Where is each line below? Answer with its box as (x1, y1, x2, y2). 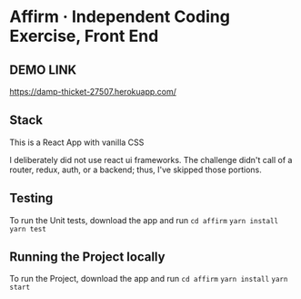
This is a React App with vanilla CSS (9, 137, 145, 148)
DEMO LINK (9, 62, 77, 77)
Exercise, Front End (9, 26, 159, 46)
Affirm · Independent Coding (9, 6, 230, 27)
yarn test (9, 224, 47, 233)
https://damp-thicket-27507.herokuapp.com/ (9, 87, 177, 97)
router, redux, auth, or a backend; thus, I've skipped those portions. (9, 164, 262, 175)
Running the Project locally (9, 249, 166, 265)
